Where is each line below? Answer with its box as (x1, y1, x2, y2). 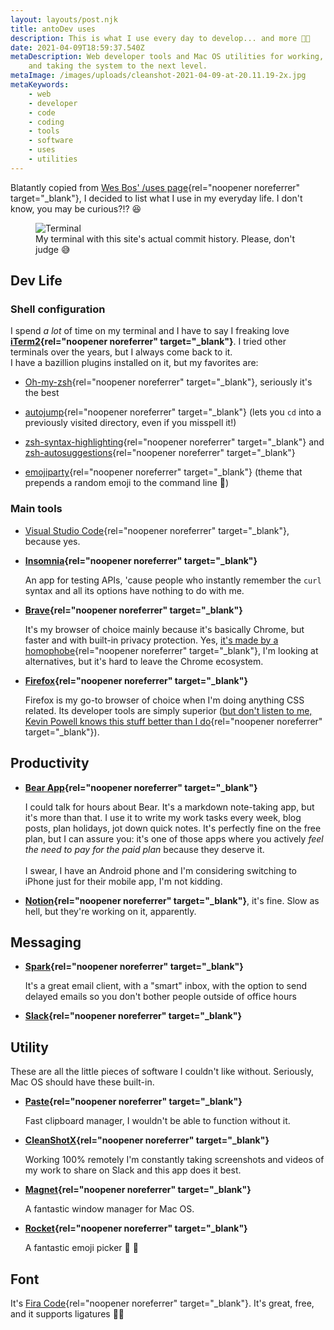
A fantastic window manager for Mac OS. (24, 1203, 195, 1215)
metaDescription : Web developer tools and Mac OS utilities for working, (10, 52, 325, 62)
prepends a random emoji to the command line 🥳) (24, 477, 230, 489)
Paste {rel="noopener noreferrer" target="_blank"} (24, 1096, 243, 1108)
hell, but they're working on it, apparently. (24, 905, 197, 917)
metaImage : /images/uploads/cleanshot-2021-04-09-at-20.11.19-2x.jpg (10, 71, 307, 81)
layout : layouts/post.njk (10, 14, 118, 25)
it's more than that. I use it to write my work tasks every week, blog (24, 811, 302, 823)
